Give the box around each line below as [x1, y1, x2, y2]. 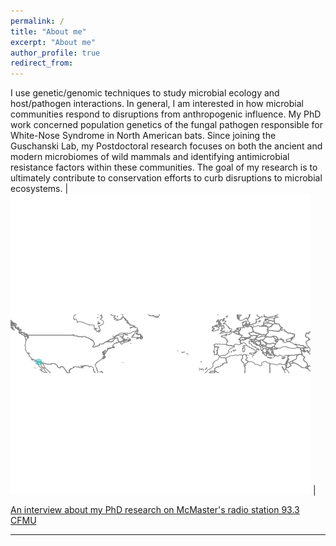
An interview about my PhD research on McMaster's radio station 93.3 [10, 504, 300, 516]
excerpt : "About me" [10, 37, 97, 47]
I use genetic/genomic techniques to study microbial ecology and [10, 87, 280, 99]
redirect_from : [10, 58, 74, 69]
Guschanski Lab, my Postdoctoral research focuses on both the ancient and [10, 140, 323, 152]
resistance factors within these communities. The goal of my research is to [10, 161, 318, 174]
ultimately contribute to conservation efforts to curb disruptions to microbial [10, 172, 323, 184]
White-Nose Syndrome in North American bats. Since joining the [10, 130, 277, 142]
